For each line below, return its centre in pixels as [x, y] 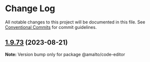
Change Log [30, 9]
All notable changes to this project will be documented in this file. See [75, 22]
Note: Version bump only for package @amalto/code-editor [65, 54]
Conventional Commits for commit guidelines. [51, 27]
